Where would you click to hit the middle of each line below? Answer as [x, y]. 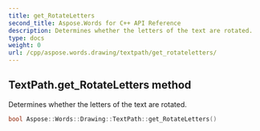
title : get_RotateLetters [51, 16]
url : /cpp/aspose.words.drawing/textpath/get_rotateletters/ [113, 53]
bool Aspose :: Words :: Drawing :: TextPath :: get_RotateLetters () [113, 119]
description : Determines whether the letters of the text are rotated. [130, 30]
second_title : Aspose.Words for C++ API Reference [95, 23]
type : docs [26, 38]
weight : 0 [25, 46]
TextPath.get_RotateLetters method [100, 85]
